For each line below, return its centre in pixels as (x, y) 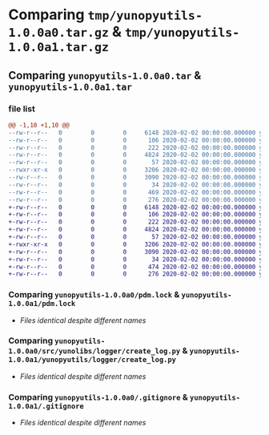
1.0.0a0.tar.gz (59, 33)
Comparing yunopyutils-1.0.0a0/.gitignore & (98, 397)
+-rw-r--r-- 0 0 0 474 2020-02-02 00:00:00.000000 (132, 267)
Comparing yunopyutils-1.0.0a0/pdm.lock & (94, 295)
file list (22, 108)
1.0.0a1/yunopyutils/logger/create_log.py (92, 360)
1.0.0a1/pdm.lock (42, 304)
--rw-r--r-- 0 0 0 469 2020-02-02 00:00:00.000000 (132, 192)
